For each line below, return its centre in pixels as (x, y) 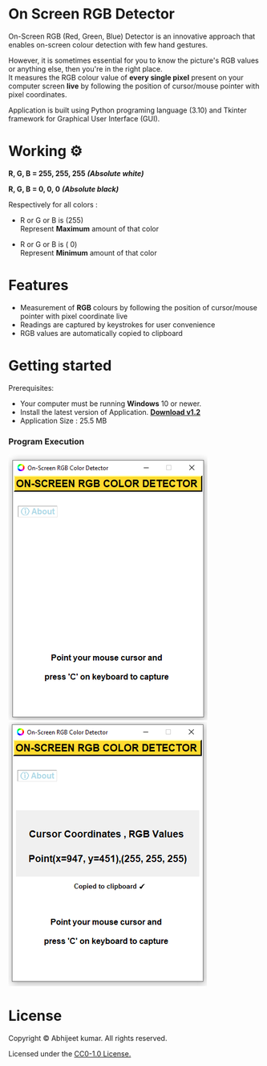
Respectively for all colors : (53, 204)
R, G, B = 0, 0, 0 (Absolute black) (63, 189)
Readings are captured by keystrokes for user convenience (117, 324)
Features (38, 285)
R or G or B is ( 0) (49, 244)
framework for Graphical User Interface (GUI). (84, 118)
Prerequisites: (31, 387)
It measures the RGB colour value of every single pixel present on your (126, 77)
